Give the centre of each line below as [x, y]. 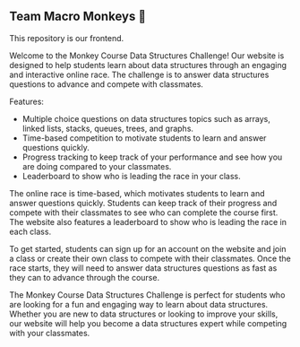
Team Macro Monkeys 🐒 [77, 17]
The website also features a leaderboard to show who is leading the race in [148, 221]
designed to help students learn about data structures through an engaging [148, 65]
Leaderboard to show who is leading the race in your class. [132, 176]
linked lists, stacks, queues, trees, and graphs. [108, 128]
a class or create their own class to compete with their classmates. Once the [150, 258]
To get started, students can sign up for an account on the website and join [148, 248]
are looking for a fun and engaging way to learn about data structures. [139, 304]
